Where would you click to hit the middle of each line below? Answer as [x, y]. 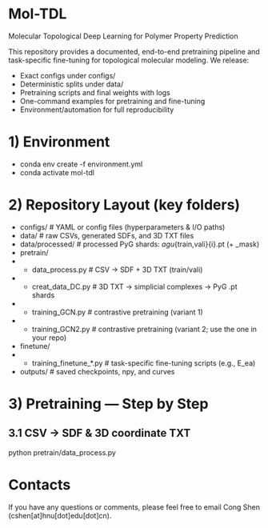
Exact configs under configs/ [68, 75]
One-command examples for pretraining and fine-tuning [112, 101]
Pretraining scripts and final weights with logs [95, 92]
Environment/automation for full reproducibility [97, 110]
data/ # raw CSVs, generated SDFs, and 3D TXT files [107, 235]
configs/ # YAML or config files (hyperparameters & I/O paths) [122, 227]
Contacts [40, 485]
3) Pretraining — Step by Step [108, 404]
